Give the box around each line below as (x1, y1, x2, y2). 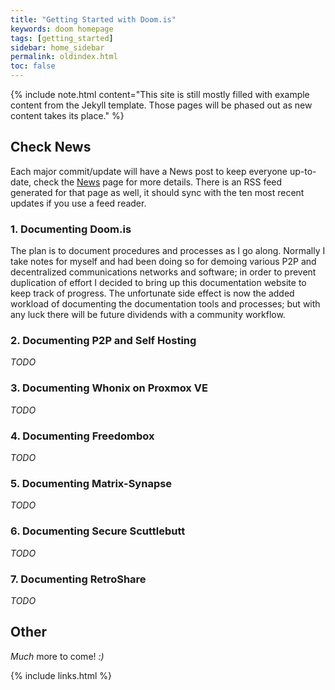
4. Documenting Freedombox (10, 429, 155, 443)
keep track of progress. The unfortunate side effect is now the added (10, 287, 295, 300)
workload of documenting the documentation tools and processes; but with (10, 298, 321, 310)
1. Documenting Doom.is (10, 222, 132, 236)
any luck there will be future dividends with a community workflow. (10, 309, 286, 321)
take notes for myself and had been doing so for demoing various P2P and (10, 256, 317, 268)
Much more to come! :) (10, 650, 105, 662)
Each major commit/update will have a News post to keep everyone (10, 165, 288, 177)
